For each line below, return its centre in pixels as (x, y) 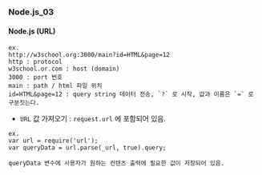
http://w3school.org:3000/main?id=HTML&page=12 (89, 55)
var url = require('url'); (53, 141)
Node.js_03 (31, 12)
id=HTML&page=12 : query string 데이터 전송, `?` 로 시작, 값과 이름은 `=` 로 (131, 94)
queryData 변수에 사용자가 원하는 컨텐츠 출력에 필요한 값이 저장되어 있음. (117, 163)
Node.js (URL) (32, 31)
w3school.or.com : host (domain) (64, 69)
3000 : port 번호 (35, 78)
